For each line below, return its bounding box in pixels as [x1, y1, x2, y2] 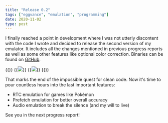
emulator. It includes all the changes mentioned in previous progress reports [5, 46, 163, 52]
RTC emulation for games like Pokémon [12, 91, 94, 98]
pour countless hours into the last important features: [5, 82, 115, 88]
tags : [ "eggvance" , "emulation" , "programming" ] [5, 12, 109, 17]
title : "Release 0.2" [5, 7, 51, 13]
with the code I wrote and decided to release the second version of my [5, 41, 151, 47]
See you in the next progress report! [5, 112, 80, 118]
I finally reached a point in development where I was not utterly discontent [5, 35, 158, 41]
